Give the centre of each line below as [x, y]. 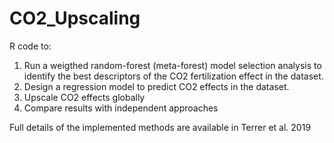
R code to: [30, 46]
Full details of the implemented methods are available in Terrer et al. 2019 [160, 127]
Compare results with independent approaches [121, 108]
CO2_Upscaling [75, 18]
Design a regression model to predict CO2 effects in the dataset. [156, 86]
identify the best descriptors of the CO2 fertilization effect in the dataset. [173, 76]
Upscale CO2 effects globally [84, 97]
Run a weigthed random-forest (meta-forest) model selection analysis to [172, 65]
